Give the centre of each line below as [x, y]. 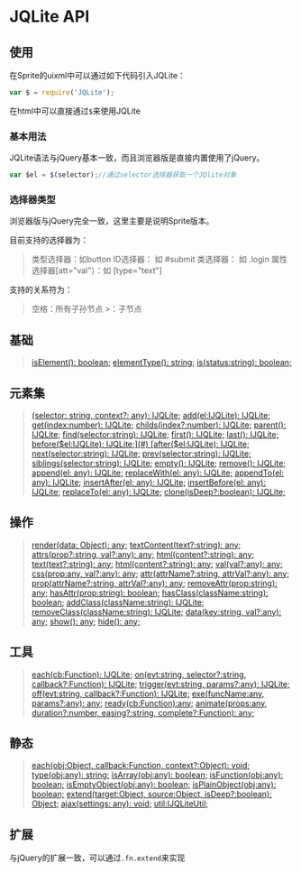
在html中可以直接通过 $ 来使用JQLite [75, 111]
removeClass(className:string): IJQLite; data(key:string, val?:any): [156, 611]
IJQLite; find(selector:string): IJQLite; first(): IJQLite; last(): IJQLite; [155, 434]
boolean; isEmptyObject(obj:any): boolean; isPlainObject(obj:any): [154, 785]
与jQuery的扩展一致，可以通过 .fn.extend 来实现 [97, 858]
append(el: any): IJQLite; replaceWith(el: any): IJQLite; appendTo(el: [157, 473]
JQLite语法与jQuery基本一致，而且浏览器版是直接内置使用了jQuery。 [137, 158]
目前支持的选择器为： [49, 240]
